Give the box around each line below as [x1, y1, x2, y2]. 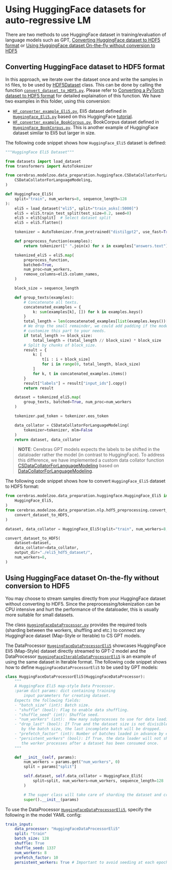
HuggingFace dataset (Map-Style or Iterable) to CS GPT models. [5, 632, 141, 638]
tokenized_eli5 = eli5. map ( [14, 253, 74, 258]
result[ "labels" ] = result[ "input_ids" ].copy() [24, 381, 127, 386]
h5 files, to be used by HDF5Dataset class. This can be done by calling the [5, 81, 162, 88]
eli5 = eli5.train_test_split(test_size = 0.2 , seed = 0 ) [14, 211, 132, 216]
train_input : [5, 821, 33, 827]
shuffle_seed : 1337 [14, 845, 56, 851]
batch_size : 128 [14, 836, 50, 841]
